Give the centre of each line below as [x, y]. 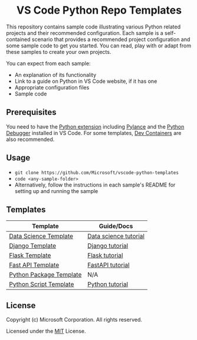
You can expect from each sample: [48, 63]
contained [18, 39]
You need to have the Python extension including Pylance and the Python [95, 126]
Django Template [33, 246]
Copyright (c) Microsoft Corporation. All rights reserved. [74, 320]
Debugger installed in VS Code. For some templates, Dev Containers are [94, 133]
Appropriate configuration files [52, 87]
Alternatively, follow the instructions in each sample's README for [95, 185]
